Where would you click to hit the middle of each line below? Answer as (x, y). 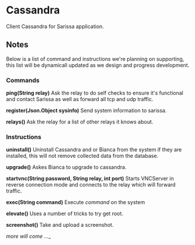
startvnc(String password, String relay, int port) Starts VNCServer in (90, 178)
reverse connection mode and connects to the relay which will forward (91, 185)
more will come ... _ (29, 236)
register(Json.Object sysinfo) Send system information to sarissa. (86, 111)
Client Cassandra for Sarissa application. (55, 26)
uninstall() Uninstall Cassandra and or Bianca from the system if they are (94, 150)
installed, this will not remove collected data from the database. (82, 156)
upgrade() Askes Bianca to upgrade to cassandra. (66, 167)
